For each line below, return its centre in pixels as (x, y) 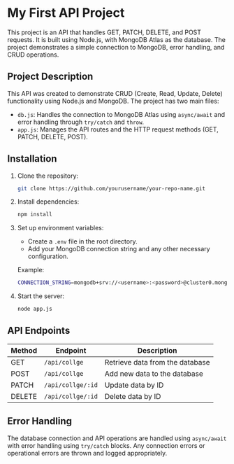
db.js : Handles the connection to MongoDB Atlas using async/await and (121, 114)
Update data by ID (134, 385)
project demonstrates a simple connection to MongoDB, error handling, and (116, 47)
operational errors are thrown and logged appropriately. (87, 453)
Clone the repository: (48, 176)
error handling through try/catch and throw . (81, 122)
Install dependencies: (48, 202)
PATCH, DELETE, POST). (53, 136)
